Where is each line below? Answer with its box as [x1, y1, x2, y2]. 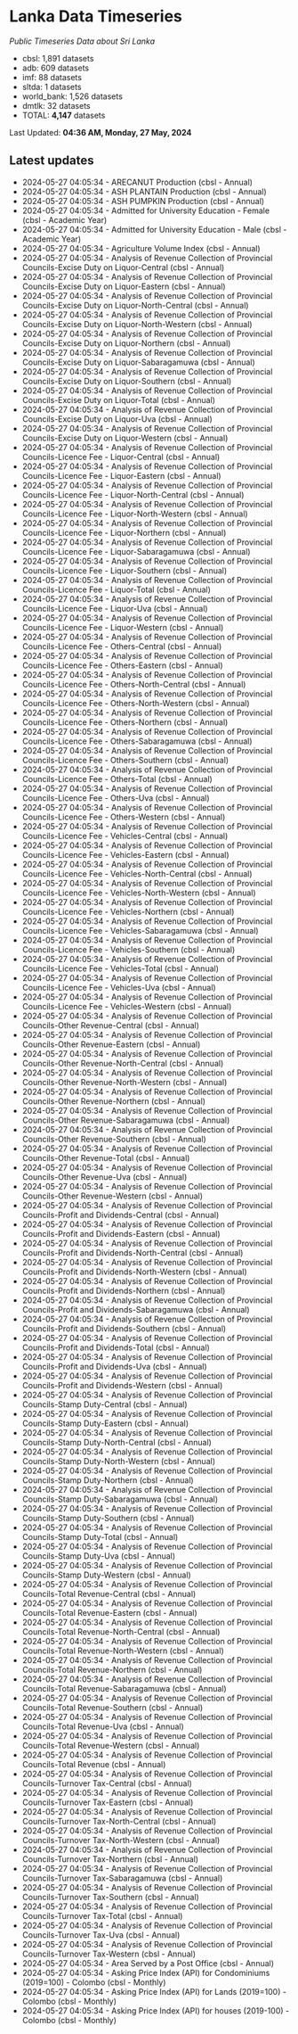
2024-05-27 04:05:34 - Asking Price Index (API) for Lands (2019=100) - [21, 1986, 287, 1997]
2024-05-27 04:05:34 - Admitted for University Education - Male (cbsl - [21, 224, 287, 235]
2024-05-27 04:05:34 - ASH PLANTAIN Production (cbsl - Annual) [21, 185, 267, 197]
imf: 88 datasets [21, 71, 83, 82]
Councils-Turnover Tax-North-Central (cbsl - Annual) [21, 1816, 217, 1826]
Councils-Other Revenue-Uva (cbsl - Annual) [21, 1171, 188, 1182]
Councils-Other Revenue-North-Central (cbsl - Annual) [21, 1058, 224, 1068]
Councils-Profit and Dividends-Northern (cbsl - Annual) [21, 1285, 226, 1296]
